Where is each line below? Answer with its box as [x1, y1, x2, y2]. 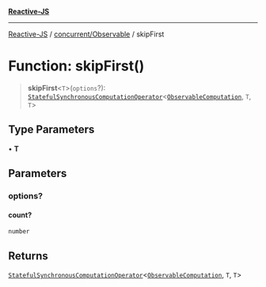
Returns [8, 249, 49, 262]
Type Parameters [8, 123, 95, 137]
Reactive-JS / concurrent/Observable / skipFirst [8, 29, 165, 39]
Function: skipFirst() [8, 57, 145, 75]
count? [8, 210, 32, 220]
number [8, 228, 30, 236]
